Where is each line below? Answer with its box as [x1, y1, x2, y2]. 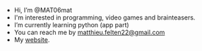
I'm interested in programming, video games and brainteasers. [13, 13, 196, 22]
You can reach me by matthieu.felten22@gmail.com [13, 28, 165, 36]
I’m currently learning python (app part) [13, 21, 129, 29]
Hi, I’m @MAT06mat [13, 6, 73, 14]
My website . [13, 36, 50, 44]
